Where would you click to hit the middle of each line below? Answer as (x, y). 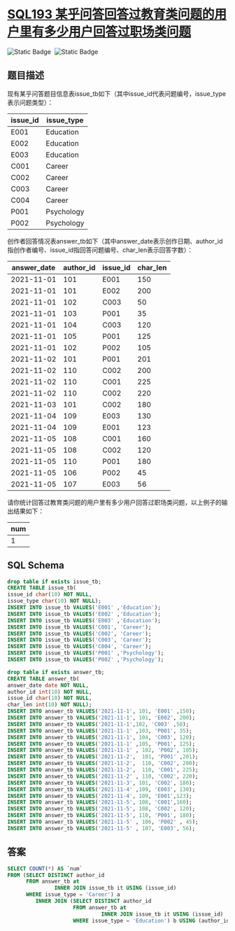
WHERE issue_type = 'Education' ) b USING (134, 920)
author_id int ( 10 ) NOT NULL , (50, 692)
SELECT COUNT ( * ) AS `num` (45, 869)
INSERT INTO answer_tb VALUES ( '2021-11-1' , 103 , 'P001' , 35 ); (100, 731)
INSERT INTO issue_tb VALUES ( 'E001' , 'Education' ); (84, 608)
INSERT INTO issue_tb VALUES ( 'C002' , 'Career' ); (79, 633)
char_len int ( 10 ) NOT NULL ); (50, 705)
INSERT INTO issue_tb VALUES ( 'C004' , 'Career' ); (79, 647)
